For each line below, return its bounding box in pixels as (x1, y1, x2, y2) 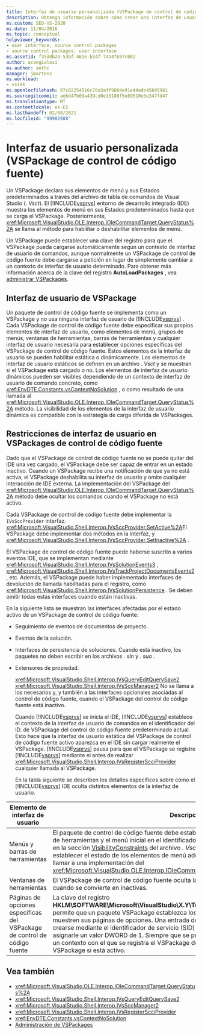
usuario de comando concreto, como (6, 379, 98, 386)
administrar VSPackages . (6, 276, 69, 283)
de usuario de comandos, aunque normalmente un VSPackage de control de (6, 250, 196, 257)
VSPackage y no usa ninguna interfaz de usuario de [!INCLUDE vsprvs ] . (6, 315, 185, 323)
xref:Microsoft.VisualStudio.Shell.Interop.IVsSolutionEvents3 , (6, 561, 159, 568)
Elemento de (10, 803, 47, 812)
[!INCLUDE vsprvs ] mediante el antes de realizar (14, 751, 134, 758)
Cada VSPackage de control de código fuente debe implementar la (6, 511, 173, 518)
